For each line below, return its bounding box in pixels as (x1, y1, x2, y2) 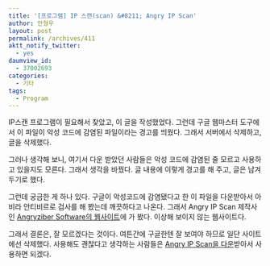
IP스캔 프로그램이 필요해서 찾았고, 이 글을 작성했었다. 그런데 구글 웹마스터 (8, 118, 239, 127)
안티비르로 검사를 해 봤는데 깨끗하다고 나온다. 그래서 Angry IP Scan (23, 202, 236, 212)
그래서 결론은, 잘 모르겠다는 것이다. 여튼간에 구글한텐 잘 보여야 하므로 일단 (8, 229, 240, 239)
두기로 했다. (8, 175, 46, 185)
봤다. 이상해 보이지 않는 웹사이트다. (136, 212, 247, 222)
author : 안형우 (8, 19, 55, 27)
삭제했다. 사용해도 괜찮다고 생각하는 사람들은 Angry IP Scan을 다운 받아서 (23, 239, 254, 249)
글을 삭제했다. (8, 138, 52, 148)
